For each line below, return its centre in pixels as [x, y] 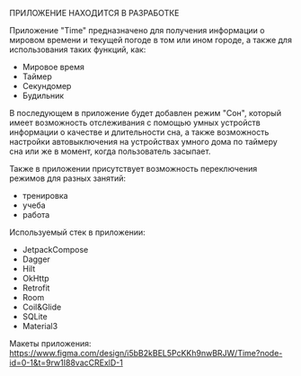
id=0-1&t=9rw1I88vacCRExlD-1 [66, 363]
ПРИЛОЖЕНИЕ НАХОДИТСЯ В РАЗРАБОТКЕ [94, 13]
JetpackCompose [55, 250]
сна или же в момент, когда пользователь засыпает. [110, 151]
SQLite [35, 317]
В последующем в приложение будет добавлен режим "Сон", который [145, 113]
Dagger [36, 259]
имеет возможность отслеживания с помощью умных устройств [135, 122]
